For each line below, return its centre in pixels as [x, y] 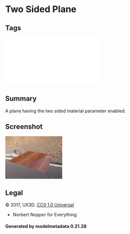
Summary [21, 99]
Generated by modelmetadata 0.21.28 [46, 226]
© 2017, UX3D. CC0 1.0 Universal [40, 205]
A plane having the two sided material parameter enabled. [66, 111]
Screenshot [24, 127]
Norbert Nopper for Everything [45, 215]
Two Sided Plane [41, 9]
